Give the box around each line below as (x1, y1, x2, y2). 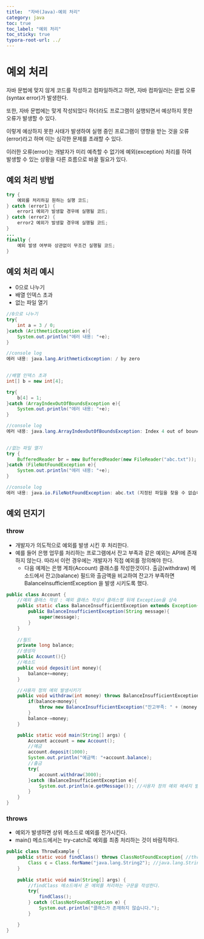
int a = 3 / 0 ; (17, 322, 56, 328)
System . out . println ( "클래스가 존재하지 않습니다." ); (38, 905, 160, 912)
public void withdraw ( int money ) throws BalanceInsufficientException (17, 693, 200, 699)
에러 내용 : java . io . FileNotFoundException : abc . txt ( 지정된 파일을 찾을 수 (6, 490, 186, 496)
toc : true (6, 20, 32, 26)
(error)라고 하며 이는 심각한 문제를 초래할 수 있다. (6, 135, 123, 142)
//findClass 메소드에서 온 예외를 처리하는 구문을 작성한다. (28, 882, 160, 889)
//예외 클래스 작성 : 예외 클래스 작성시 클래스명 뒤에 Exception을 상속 (17, 597, 177, 604)
